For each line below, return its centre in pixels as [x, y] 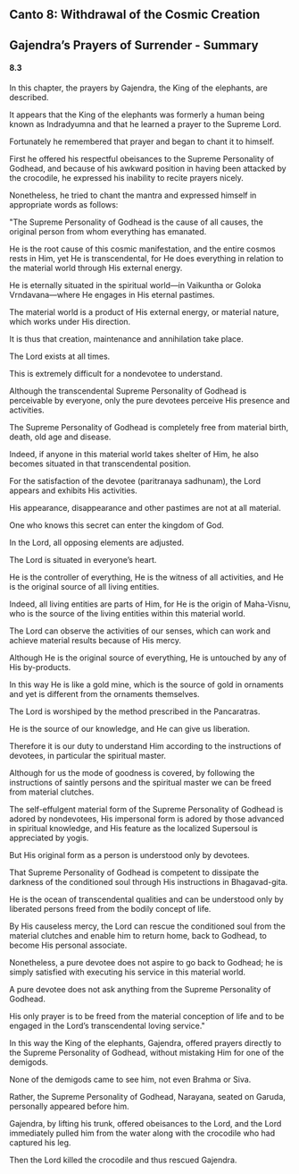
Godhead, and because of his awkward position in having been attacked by [148, 168]
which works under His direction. [70, 321]
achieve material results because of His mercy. [95, 640]
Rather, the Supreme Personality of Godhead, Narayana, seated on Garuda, [147, 1096]
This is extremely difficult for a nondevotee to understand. [116, 373]
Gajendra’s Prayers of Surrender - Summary [134, 45]
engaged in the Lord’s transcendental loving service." [107, 1025]
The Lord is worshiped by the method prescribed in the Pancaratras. [135, 711]
